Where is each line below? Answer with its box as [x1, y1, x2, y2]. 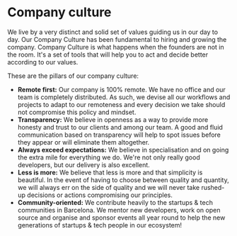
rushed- [201, 183, 225, 191]
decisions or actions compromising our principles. [27, 191, 173, 199]
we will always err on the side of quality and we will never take [17, 183, 200, 191]
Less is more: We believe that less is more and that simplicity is [17, 168, 203, 176]
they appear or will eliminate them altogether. [17, 137, 150, 146]
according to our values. [7, 57, 79, 66]
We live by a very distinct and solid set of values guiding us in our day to [7, 28, 218, 36]
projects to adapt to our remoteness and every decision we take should [17, 100, 226, 108]
